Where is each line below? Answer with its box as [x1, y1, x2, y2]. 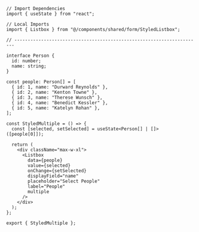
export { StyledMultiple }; [6, 220, 76, 226]
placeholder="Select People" [27, 178, 100, 184]
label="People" [27, 184, 66, 190]
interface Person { [6, 53, 55, 59]
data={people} [27, 157, 63, 163]
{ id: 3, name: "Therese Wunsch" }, [11, 94, 103, 100]
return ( [11, 142, 33, 148]
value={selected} [27, 163, 71, 169]
